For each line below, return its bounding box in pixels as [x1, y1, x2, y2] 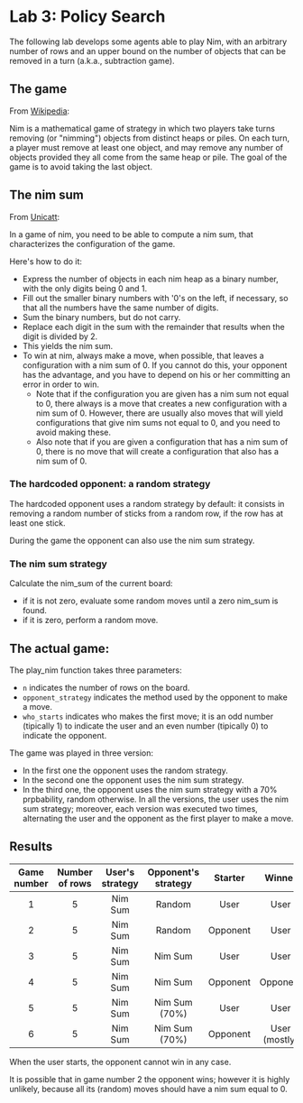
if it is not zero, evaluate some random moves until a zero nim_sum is [22, 595, 279, 606]
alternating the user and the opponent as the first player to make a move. [22, 813, 294, 823]
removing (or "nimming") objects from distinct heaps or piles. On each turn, [9, 133, 290, 143]
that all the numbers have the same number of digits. [22, 302, 219, 313]
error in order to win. [22, 379, 99, 390]
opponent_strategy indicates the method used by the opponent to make [22, 692, 289, 703]
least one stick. [9, 517, 66, 529]
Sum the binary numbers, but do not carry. [22, 311, 181, 322]
